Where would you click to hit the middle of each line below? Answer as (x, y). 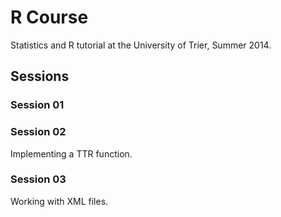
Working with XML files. (59, 201)
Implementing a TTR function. (71, 153)
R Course (49, 17)
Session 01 (37, 105)
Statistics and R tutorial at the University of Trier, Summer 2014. (141, 45)
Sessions (40, 76)
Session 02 (38, 132)
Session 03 (38, 179)
